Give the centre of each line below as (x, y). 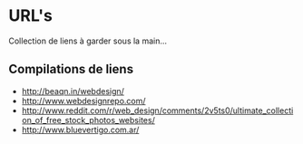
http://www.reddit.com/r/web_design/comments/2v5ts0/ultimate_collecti (157, 110)
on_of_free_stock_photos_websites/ (88, 120)
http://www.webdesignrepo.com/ (83, 101)
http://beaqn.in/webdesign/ (73, 91)
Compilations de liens (71, 69)
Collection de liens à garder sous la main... (88, 41)
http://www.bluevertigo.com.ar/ (80, 130)
